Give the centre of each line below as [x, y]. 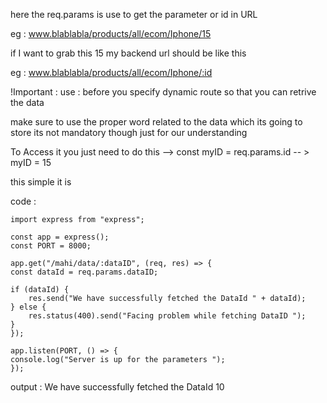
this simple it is [41, 182]
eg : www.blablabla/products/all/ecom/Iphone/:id [111, 72]
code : [23, 201]
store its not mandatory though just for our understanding [129, 132]
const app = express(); [60, 237]
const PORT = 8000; [51, 246]
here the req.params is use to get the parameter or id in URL [134, 14]
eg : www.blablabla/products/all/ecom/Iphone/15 [111, 33]
